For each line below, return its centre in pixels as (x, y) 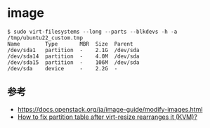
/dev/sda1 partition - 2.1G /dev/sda (73, 50)
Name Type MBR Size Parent (70, 44)
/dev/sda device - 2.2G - (63, 68)
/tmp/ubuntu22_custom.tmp (45, 38)
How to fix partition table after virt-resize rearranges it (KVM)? (107, 117)
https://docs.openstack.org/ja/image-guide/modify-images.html (110, 109)
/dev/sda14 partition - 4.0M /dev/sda (73, 56)
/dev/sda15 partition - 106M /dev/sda (73, 62)
